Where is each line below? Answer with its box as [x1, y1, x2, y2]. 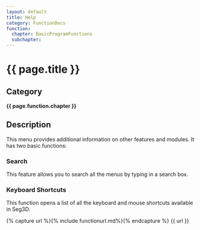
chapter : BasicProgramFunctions [11, 31, 93, 37]
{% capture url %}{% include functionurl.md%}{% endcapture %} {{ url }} [6, 217, 189, 225]
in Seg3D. [6, 205, 31, 213]
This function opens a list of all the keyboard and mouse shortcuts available [6, 199, 193, 207]
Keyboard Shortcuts [6, 186, 67, 194]
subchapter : [11, 37, 42, 43]
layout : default [6, 8, 47, 15]
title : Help [6, 14, 36, 20]
